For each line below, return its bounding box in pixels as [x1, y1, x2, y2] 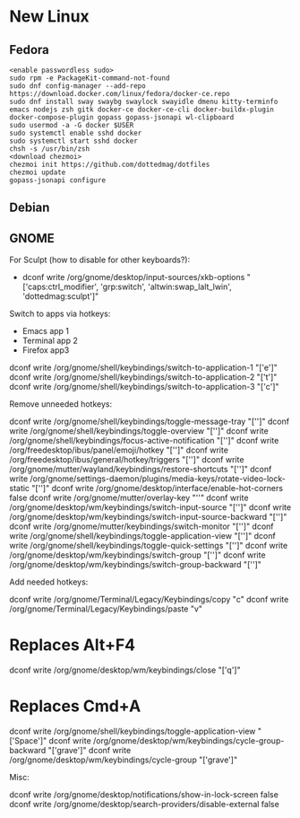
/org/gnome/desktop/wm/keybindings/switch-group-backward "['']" [9, 559, 262, 570]
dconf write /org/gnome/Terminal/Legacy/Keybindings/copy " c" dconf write [9, 594, 289, 605]
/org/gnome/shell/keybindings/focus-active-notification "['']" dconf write [9, 435, 279, 446]
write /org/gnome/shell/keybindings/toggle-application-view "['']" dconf [9, 531, 276, 541]
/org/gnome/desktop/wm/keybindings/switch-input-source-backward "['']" [9, 512, 287, 523]
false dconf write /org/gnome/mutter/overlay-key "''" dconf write [9, 492, 249, 504]
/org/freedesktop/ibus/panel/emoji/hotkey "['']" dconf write [9, 444, 228, 455]
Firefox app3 [21, 345, 70, 356]
